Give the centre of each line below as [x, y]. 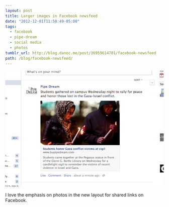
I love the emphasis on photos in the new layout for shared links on [74, 195]
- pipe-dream [23, 37]
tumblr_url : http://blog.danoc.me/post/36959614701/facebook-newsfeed [81, 53]
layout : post [19, 11]
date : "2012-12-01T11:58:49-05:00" [43, 21]
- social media [26, 43]
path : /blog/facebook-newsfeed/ [39, 58]
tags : [11, 27]
